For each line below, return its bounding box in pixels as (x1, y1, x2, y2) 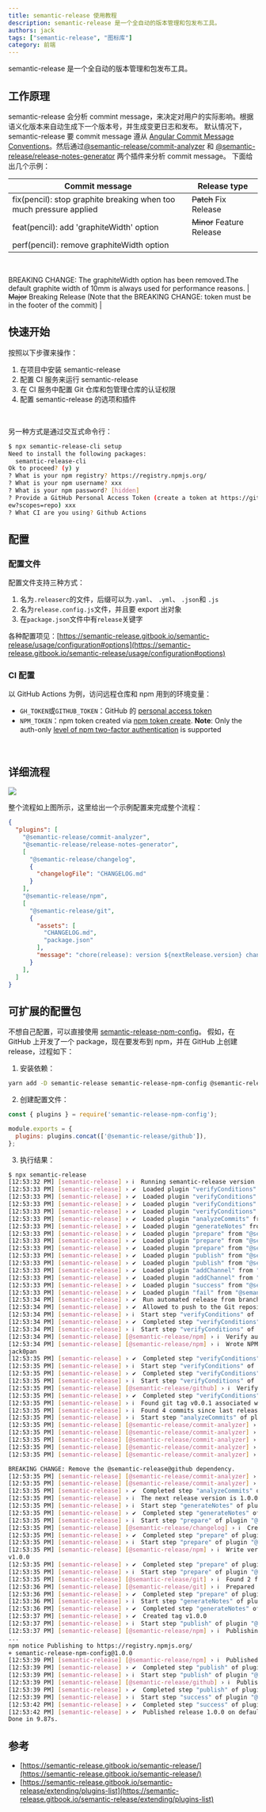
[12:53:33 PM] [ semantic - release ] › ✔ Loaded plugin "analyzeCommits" (8, 1215, 249, 1223)
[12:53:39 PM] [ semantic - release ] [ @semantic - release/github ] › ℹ (8, 1679, 230, 1687)
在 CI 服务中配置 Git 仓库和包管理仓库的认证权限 (19, 384, 176, 394)
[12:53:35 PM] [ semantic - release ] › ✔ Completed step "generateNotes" (8, 1509, 249, 1517)
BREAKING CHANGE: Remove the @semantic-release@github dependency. (8, 1465, 236, 1473)
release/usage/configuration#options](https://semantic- (8, 640, 192, 650)
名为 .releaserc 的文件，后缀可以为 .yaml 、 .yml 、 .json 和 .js (19, 595, 219, 605)
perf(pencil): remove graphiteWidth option (12, 239, 169, 250)
